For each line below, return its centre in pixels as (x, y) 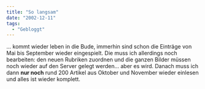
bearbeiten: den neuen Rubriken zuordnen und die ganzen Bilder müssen (99, 60)
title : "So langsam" (33, 12)
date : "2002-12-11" (31, 18)
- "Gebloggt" (28, 29)
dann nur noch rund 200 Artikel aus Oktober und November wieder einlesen (102, 73)
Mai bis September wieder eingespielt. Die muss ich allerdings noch (92, 53)
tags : (13, 23)
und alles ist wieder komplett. (43, 79)
